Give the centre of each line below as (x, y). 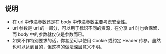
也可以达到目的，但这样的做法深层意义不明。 (58, 47)
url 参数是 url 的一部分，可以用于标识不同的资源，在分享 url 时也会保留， (87, 28)
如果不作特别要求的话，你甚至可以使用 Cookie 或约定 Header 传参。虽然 (87, 40)
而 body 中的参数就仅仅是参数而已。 (49, 34)
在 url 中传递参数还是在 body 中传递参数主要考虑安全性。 (71, 22)
